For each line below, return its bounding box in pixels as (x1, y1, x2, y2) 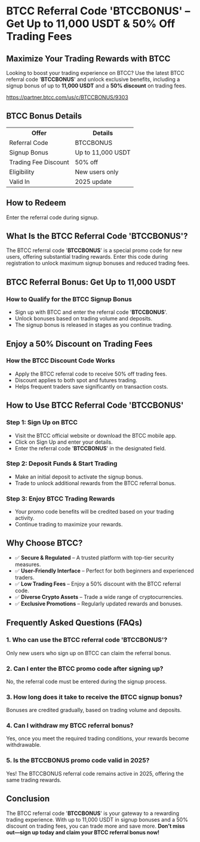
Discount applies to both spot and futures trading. (14, 376, 137, 384)
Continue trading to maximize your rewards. (14, 521, 123, 528)
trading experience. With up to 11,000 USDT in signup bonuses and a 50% (6, 816, 188, 823)
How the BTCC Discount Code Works (6, 356, 115, 365)
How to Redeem (6, 198, 66, 208)
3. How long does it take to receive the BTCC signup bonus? (6, 693, 183, 701)
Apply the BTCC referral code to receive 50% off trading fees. (14, 370, 167, 377)
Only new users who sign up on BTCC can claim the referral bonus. (6, 649, 171, 656)
